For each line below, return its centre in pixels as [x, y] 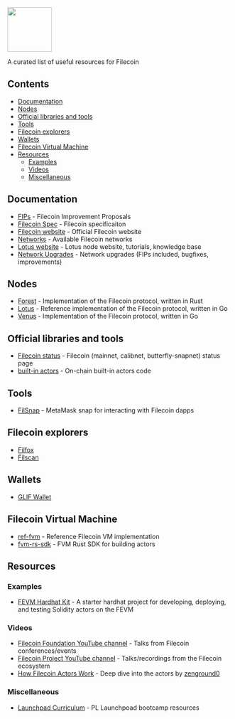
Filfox [26, 449]
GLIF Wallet [34, 496]
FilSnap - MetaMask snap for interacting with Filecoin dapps [106, 410]
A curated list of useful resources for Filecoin [73, 62]
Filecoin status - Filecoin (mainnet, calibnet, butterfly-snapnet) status [119, 356]
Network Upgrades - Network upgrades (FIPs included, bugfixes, [113, 254]
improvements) [40, 262]
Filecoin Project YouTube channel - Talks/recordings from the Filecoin [120, 659]
